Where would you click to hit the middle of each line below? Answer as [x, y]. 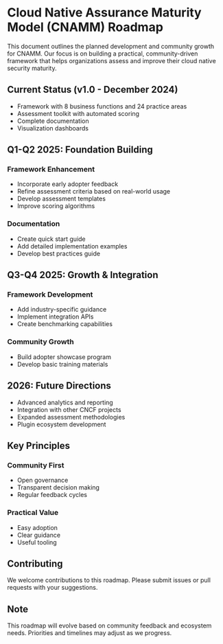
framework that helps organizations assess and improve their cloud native [111, 60]
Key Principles [39, 445]
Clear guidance [38, 535]
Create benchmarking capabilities [65, 324]
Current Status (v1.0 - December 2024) [93, 90]
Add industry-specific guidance [62, 310]
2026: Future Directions [59, 386]
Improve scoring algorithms [56, 206]
